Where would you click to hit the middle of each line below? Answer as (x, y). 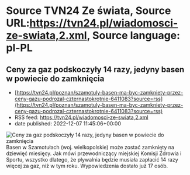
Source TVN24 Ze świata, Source (89, 11)
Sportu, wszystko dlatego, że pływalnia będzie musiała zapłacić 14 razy (92, 160)
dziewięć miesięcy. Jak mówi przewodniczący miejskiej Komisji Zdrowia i (94, 153)
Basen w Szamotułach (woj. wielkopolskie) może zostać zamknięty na (90, 147)
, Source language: (133, 36)
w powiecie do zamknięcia (55, 78)
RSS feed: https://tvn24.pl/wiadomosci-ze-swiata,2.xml (81, 117)
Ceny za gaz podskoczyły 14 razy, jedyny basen (95, 69)
